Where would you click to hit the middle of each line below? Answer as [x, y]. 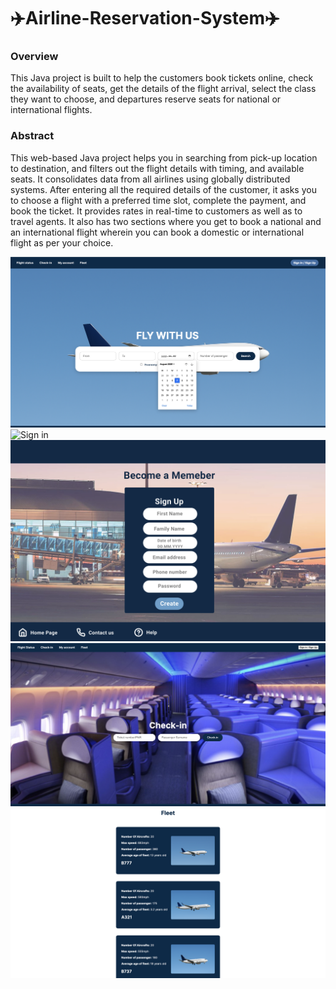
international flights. [51, 110]
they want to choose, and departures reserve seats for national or [146, 99]
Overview [34, 57]
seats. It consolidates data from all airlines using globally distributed [150, 179]
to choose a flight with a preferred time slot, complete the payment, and [158, 200]
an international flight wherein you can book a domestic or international [157, 232]
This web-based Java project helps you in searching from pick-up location [164, 157]
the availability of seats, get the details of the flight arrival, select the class [163, 89]
